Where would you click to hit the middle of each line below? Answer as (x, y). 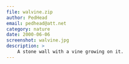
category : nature (28, 29)
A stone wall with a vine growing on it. (70, 52)
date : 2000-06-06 (28, 35)
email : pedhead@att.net (37, 23)
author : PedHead (27, 18)
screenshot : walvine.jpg (38, 40)
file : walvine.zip (30, 12)
